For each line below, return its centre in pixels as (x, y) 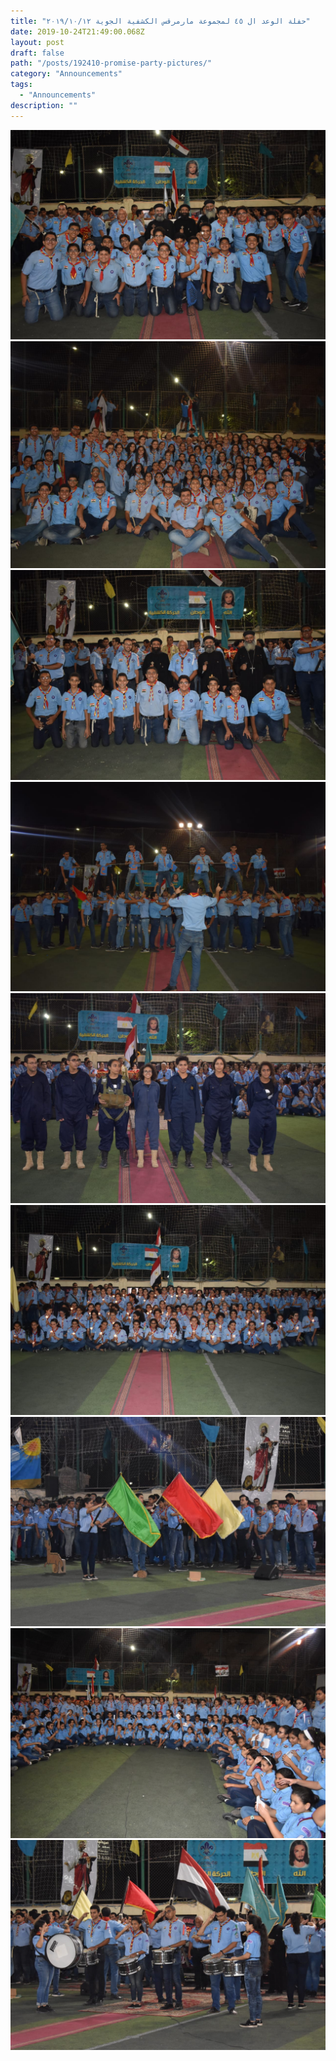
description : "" (44, 105)
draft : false (37, 53)
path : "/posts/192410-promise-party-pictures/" (111, 63)
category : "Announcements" (66, 74)
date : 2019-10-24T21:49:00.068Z (77, 31)
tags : (21, 85)
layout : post (37, 42)
